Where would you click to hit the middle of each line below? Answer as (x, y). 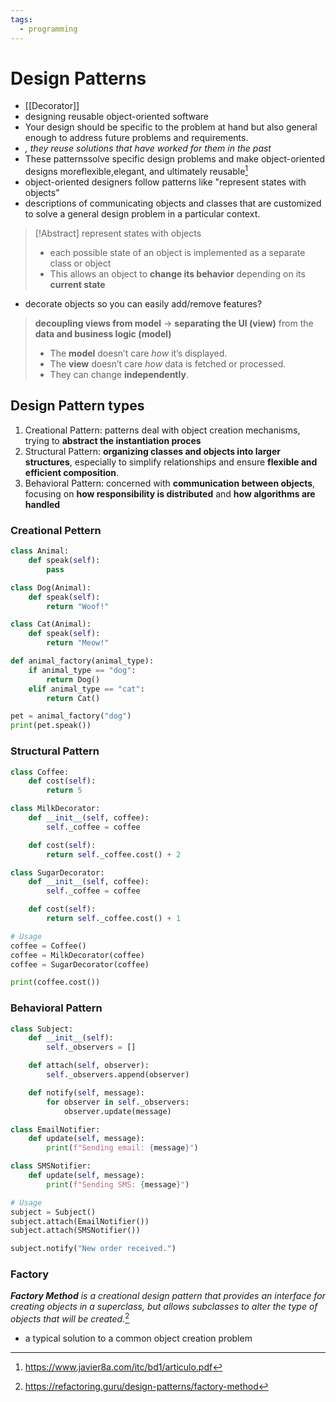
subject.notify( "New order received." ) (93, 1249)
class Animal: (40, 551)
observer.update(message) (117, 1111)
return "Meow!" (78, 643)
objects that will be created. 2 (70, 1318)
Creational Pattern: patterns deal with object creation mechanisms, (162, 430)
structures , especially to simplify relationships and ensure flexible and (171, 462)
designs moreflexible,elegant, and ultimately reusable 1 (136, 171)
